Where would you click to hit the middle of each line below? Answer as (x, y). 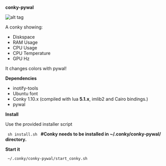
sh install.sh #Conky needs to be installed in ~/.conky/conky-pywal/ (84, 134)
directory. (16, 139)
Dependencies (21, 78)
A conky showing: (24, 27)
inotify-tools (25, 88)
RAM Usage (25, 42)
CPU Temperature (32, 53)
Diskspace (24, 37)
